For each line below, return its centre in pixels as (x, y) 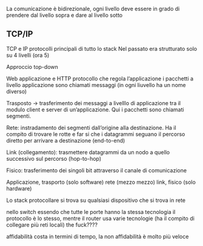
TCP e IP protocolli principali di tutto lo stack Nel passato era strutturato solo (102, 48)
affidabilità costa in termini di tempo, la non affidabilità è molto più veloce (98, 236)
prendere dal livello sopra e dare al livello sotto (65, 15)
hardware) (19, 188)
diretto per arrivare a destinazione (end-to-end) (66, 140)
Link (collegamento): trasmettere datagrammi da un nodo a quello (88, 152)
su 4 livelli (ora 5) (28, 55)
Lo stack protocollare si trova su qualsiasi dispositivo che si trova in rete (96, 200)
